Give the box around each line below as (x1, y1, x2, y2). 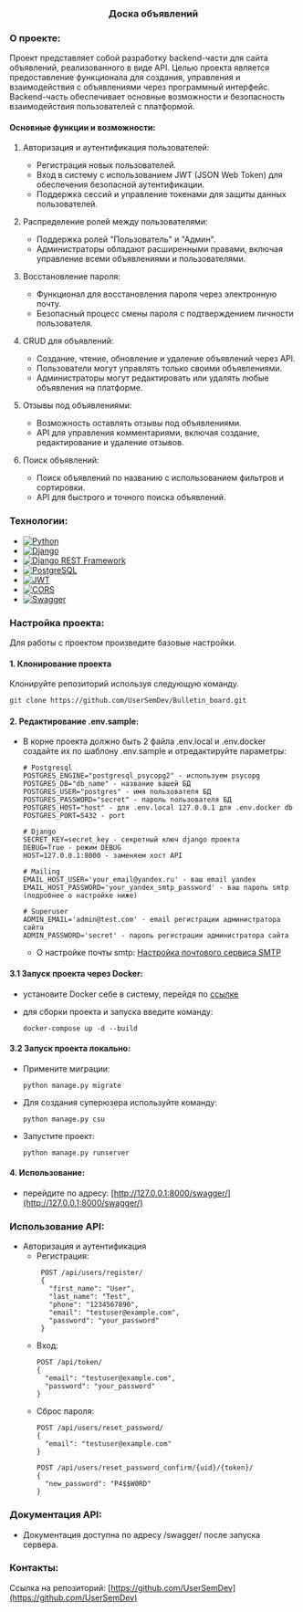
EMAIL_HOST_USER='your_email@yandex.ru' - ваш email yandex (22, 875, 256, 885)
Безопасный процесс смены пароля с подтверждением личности (36, 309, 294, 319)
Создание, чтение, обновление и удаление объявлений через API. (36, 353, 296, 364)
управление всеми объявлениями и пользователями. (36, 254, 246, 265)
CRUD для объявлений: (22, 336, 114, 347)
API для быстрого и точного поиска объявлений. (36, 492, 226, 503)
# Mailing (22, 867, 61, 876)
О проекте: (9, 31, 61, 44)
